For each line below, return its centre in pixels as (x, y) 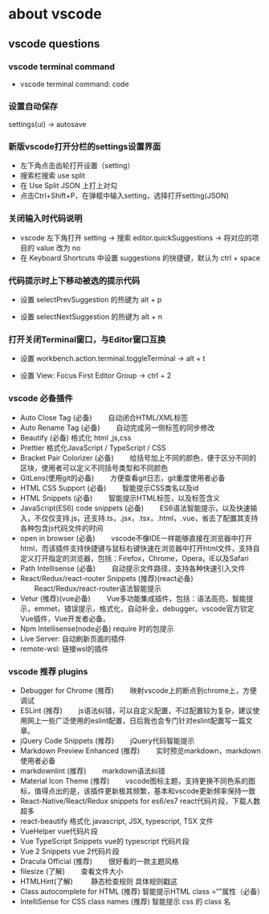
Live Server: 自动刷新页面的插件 (73, 638)
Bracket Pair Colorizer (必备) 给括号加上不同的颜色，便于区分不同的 (138, 457)
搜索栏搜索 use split (53, 176)
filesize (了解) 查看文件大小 (71, 871)
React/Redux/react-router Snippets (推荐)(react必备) (107, 578)
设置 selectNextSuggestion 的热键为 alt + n (91, 317)
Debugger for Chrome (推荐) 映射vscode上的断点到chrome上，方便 (138, 690)
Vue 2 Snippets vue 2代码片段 (69, 851)
